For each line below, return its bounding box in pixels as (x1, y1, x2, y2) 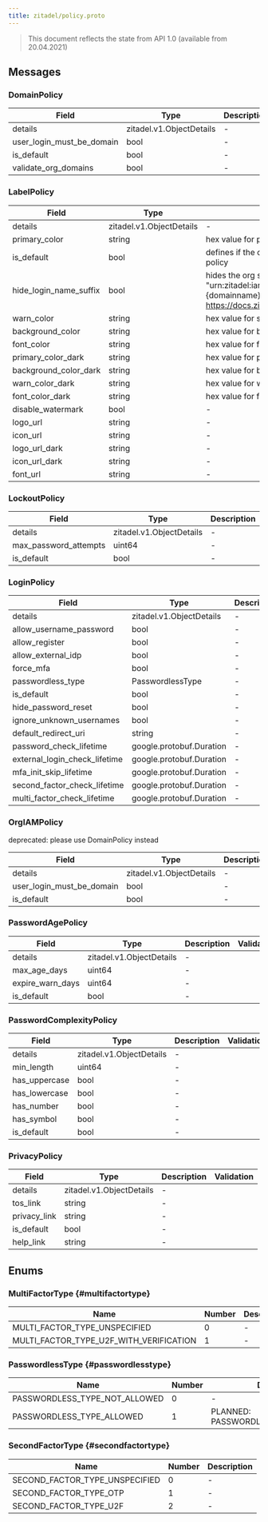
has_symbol (12, 1113, 57, 1125)
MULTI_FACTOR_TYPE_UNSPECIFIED (12, 1322, 152, 1333)
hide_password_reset (12, 701, 93, 713)
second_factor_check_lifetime (12, 780, 124, 791)
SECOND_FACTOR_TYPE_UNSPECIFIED (12, 1474, 161, 1485)
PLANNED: (211, 1406, 251, 1417)
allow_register (12, 637, 65, 648)
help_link (12, 1236, 46, 1248)
